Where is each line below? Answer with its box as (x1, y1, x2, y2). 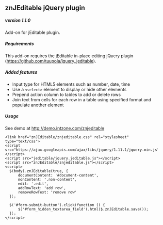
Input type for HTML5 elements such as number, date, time (12, 81, 130, 87)
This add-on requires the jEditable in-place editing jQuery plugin (5, 53, 133, 59)
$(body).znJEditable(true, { (9, 169, 68, 174)
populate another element (12, 102, 64, 108)
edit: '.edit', (17, 181, 49, 186)
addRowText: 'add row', (17, 186, 66, 191)
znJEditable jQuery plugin (5, 4, 85, 12)
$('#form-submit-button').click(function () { (9, 203, 105, 208)
